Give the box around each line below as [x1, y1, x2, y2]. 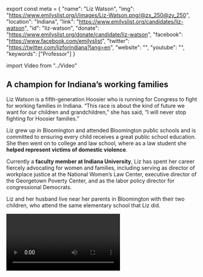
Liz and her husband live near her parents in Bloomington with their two [6, 195, 185, 202]
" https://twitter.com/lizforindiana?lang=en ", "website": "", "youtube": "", [6, 44, 185, 51]
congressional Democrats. [6, 183, 72, 190]
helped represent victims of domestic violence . [6, 145, 128, 153]
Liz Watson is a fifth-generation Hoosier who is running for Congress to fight [6, 95, 198, 102]
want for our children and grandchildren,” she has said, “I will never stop [6, 108, 187, 116]
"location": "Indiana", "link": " [6, 18, 79, 25]
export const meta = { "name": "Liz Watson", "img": [6, 5, 135, 12]
